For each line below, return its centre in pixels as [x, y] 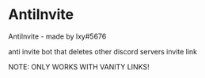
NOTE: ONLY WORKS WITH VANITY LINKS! [79, 67]
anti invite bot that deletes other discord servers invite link [103, 51]
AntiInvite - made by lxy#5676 [57, 36]
